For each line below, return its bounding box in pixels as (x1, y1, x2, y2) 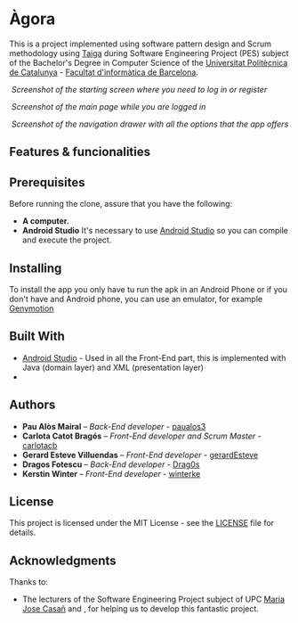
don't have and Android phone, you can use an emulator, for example (9, 293, 263, 304)
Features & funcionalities (9, 144, 151, 160)
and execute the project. (21, 234, 112, 245)
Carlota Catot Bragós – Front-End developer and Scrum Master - (21, 430, 262, 441)
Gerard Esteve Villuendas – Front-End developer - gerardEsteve (21, 449, 259, 460)
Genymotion (9, 303, 54, 314)
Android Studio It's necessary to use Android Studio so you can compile (21, 225, 289, 236)
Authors (9, 398, 56, 413)
